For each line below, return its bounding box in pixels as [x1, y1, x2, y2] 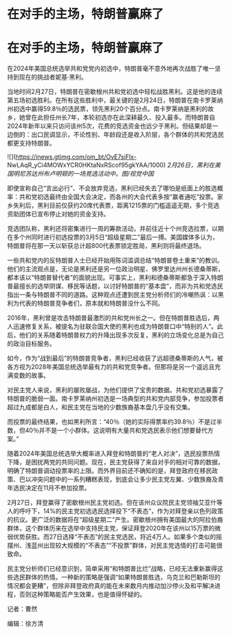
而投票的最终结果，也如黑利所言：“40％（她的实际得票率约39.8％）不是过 [7, 418, 217, 426]
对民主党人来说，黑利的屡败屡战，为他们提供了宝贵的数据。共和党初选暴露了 [7, 386, 224, 394]
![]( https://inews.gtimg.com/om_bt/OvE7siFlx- [7, 152, 137, 161]
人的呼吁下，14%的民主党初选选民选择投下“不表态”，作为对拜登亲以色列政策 [7, 507, 223, 515]
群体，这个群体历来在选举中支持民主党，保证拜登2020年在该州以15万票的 [7, 524, 215, 532]
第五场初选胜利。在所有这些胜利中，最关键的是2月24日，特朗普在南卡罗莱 [7, 96, 217, 104]
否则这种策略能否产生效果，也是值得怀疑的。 [19, 590, 146, 598]
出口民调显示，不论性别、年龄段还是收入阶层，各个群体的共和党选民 [30, 131, 224, 139]
